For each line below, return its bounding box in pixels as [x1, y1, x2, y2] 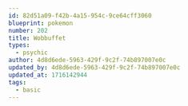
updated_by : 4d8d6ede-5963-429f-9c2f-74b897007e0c [8, 64, 181, 72]
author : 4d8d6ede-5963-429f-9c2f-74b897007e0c [8, 57, 166, 65]
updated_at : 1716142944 [8, 71, 88, 79]
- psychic [15, 49, 48, 57]
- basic [15, 85, 42, 94]
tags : [8, 78, 26, 86]
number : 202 [8, 26, 48, 34]
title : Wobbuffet [8, 33, 66, 42]
